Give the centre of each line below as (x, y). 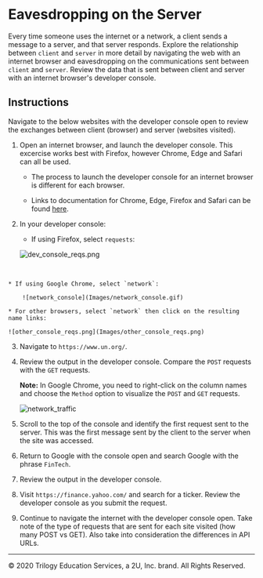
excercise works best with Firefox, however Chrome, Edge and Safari (131, 153)
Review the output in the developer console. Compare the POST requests (135, 362)
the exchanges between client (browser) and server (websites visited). (122, 129)
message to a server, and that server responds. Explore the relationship (123, 44)
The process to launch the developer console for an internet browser (142, 176)
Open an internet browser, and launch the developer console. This (126, 145)
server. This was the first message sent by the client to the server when (135, 432)
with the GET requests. (55, 369)
